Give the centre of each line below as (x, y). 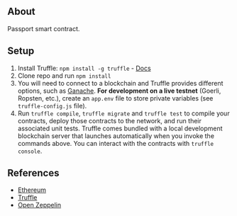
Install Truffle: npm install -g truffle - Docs (84, 68)
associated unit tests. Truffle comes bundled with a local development (120, 128)
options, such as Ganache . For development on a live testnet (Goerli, (119, 91)
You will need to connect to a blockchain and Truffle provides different (120, 83)
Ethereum (32, 190)
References (33, 173)
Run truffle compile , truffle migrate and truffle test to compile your (123, 113)
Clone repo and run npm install (64, 75)
